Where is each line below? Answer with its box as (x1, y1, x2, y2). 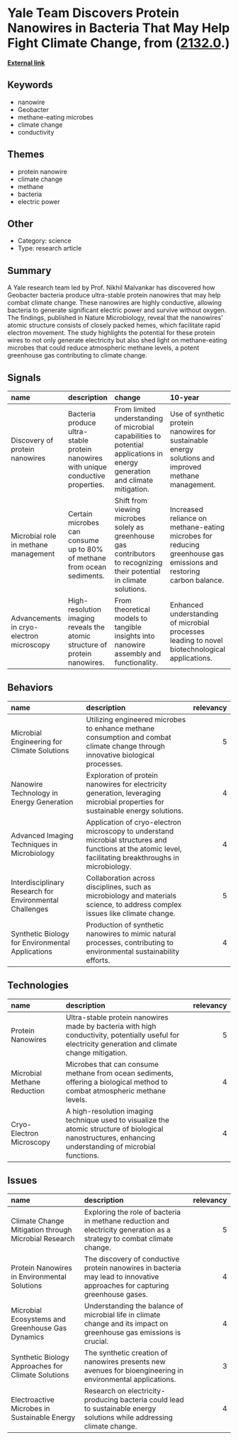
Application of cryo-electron (86, 817, 182, 827)
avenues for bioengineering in (84, 1366, 184, 1376)
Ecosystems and (11, 1315, 66, 1325)
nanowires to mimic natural (86, 929, 176, 939)
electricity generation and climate (66, 1039, 178, 1048)
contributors (114, 549, 156, 559)
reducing (169, 540, 200, 549)
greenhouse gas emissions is (84, 1327, 181, 1337)
